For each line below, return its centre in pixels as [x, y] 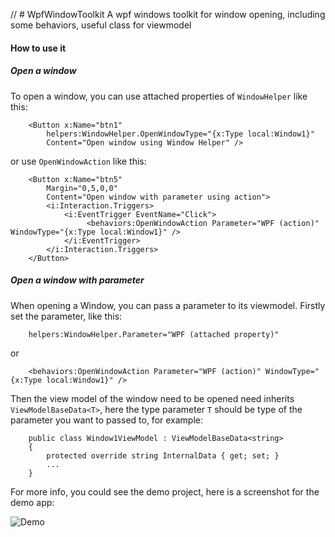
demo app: [32, 502]
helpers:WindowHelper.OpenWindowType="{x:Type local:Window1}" [180, 134]
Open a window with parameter [77, 280]
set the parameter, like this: [66, 316]
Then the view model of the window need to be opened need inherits [152, 398]
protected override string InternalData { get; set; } [163, 455]
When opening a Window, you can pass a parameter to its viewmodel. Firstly [168, 305]
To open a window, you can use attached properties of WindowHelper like [159, 96]
